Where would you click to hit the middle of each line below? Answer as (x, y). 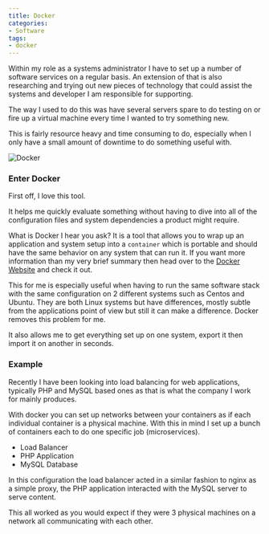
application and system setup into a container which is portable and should (133, 244)
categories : (28, 23)
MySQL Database (49, 464)
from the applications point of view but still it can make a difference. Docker (134, 311)
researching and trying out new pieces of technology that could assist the (130, 86)
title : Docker (32, 16)
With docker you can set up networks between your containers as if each (130, 414)
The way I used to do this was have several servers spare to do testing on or (134, 110)
